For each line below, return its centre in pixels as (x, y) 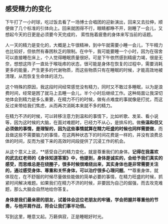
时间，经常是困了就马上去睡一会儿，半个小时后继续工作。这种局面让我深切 (86, 93)
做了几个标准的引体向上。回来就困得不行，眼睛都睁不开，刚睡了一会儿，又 (86, 28)
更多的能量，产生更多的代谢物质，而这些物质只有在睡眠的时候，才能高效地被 (84, 70)
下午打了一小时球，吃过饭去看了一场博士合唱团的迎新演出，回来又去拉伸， (82, 22)
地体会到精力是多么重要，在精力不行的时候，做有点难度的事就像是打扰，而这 (84, 99)
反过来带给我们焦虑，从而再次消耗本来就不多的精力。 (60, 105)
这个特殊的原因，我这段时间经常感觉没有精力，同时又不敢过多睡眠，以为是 (82, 87)
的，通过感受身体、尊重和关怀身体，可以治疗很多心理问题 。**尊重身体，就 (82, 170)
